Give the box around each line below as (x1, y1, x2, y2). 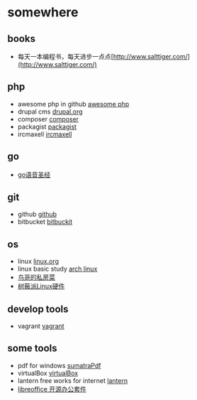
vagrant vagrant (17, 322, 65, 330)
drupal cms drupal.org (17, 107, 83, 116)
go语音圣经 (17, 170, 51, 178)
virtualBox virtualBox (17, 369, 79, 377)
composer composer (17, 114, 79, 123)
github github (17, 210, 57, 219)
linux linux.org (17, 257, 59, 266)
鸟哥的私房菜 (17, 273, 55, 281)
